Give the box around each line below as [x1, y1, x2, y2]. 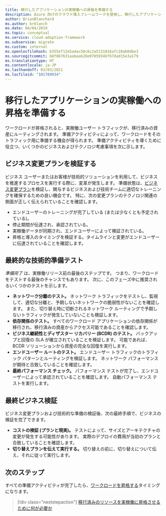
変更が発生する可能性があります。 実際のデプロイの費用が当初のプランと [12, 433, 161, 439]
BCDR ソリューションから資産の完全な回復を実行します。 [12, 343, 130, 349]
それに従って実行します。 [21, 452, 73, 458]
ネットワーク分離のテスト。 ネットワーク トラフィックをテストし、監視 [12, 293, 159, 299]
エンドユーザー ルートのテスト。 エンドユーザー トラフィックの [12, 349, 142, 355]
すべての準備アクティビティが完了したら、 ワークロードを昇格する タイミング [5, 482, 161, 488]
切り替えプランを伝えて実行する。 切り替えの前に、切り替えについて [12, 446, 153, 452]
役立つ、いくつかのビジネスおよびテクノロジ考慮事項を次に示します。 [5, 143, 148, 149]
